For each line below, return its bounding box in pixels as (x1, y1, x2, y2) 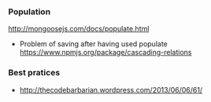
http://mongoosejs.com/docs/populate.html (8, 24, 150, 34)
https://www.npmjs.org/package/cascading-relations (19, 48, 192, 57)
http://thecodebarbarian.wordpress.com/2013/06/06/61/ (19, 85, 203, 94)
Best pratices (8, 67, 61, 78)
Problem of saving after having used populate (19, 39, 168, 49)
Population (8, 6, 51, 17)
